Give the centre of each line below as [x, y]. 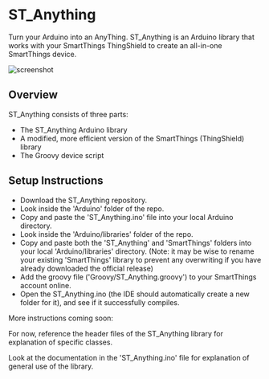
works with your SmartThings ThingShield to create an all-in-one [115, 45]
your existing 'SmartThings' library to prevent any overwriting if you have [141, 259]
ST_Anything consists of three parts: [68, 114]
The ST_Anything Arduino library [73, 129]
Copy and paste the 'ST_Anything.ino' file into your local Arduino [126, 217]
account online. [46, 285]
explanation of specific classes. [61, 342]
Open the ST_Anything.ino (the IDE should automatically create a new [135, 294]
